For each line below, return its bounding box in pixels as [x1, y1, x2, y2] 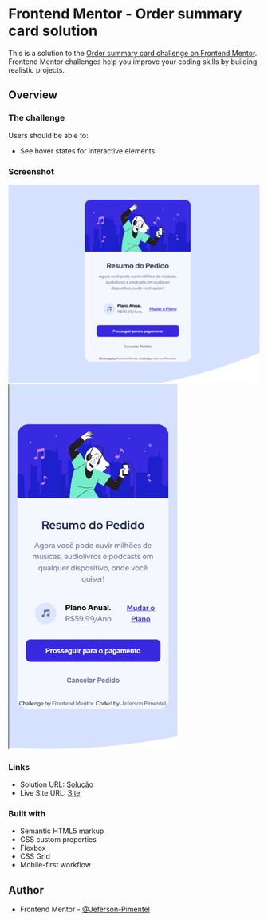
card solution [8, 22, 98, 40]
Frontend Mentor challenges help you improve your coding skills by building [8, 57, 258, 66]
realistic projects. [8, 65, 65, 74]
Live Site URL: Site [19, 788, 81, 797]
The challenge [8, 113, 65, 124]
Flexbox [19, 844, 46, 853]
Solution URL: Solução [19, 780, 94, 789]
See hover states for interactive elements [19, 145, 156, 156]
